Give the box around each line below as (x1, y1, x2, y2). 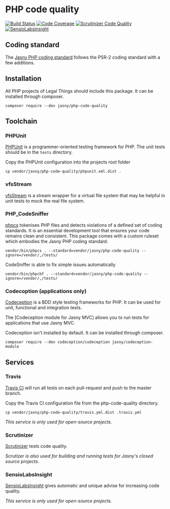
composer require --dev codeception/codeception (5, 340, 110, 345)
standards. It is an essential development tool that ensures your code (5, 227, 150, 233)
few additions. (5, 60, 35, 66)
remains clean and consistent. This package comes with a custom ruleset (5, 233, 159, 239)
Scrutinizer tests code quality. (5, 443, 67, 449)
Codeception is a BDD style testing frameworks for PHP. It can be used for (5, 299, 161, 305)
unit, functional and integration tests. (5, 305, 82, 311)
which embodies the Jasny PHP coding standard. (5, 238, 108, 244)
